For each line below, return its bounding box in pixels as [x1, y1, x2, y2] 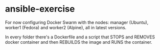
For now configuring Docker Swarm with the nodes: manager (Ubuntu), [5, 19, 149, 25]
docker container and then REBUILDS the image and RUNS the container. [5, 39, 153, 45]
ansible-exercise [5, 3, 75, 15]
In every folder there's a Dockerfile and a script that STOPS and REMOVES [5, 34, 155, 40]
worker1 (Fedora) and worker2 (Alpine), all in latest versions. [5, 24, 127, 30]
